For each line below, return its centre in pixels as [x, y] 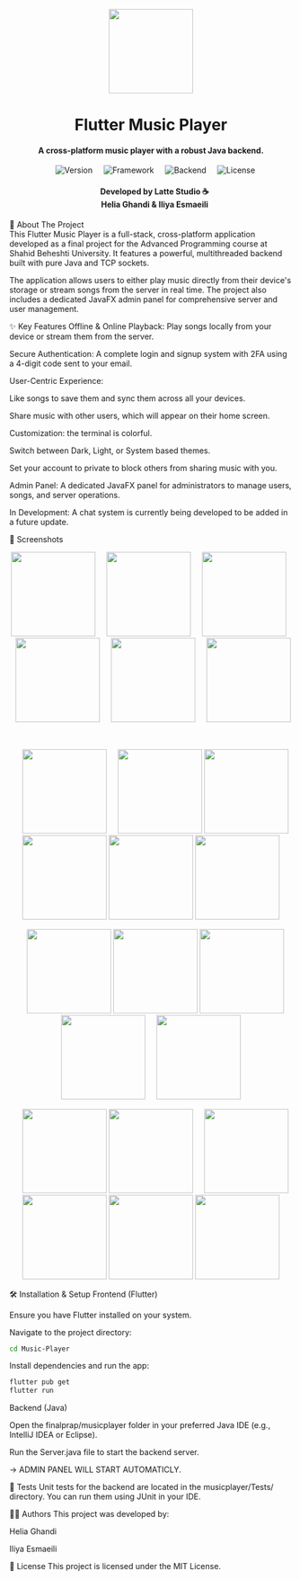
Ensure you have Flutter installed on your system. [101, 1315]
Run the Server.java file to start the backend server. [104, 1452]
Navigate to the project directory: [71, 1332]
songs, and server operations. [65, 495]
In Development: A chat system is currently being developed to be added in [149, 512]
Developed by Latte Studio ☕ [154, 191]
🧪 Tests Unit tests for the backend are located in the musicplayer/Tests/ [141, 1487]
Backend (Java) [38, 1408]
